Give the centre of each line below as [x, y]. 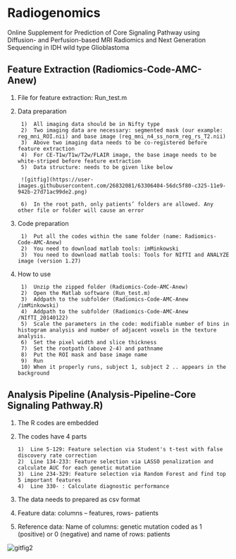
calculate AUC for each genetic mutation [79, 467]
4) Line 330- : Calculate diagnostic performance [93, 486]
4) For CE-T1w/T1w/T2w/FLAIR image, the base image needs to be [119, 155]
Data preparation [42, 111]
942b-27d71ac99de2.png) [52, 191]
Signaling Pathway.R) [55, 406]
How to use [34, 274]
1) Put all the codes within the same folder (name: [101, 236]
